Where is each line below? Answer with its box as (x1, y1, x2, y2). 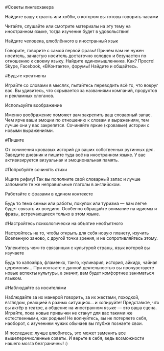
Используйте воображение (5, 102, 62, 108)
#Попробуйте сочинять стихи (5, 167, 67, 172)
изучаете (5, 250, 24, 255)
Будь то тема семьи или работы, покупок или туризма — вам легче (5, 200, 147, 206)
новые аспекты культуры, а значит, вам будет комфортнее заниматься (5, 270, 154, 276)
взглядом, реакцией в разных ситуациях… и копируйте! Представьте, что (5, 300, 160, 305)
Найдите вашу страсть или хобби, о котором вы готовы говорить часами (5, 14, 159, 19)
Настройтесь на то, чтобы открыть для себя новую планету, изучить (5, 230, 149, 236)
